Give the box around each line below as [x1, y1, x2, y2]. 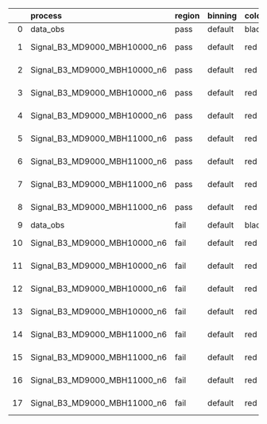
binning [207, 10, 237, 21]
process [30, 10, 62, 21]
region [174, 10, 200, 21]
